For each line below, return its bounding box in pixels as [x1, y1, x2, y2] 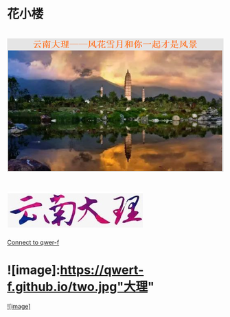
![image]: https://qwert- [7, 262, 144, 278]
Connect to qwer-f [7, 238, 60, 246]
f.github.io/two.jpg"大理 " [7, 279, 154, 294]
